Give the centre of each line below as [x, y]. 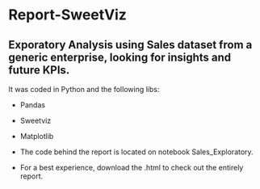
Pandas [33, 105]
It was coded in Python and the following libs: [84, 89]
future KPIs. [39, 70]
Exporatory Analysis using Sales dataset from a [130, 45]
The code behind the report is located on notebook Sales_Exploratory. [136, 152]
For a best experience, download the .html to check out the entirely [132, 168]
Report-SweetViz [68, 15]
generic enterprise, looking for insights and [120, 57]
